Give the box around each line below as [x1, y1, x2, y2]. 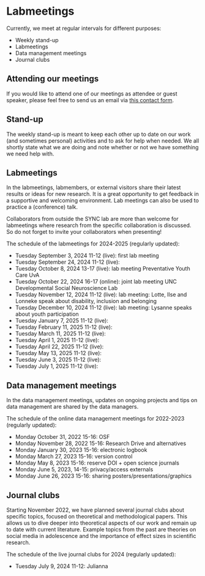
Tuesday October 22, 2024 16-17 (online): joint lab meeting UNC [15, 278, 177, 285]
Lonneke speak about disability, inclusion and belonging [15, 297, 157, 305]
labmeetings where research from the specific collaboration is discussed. [6, 222, 192, 229]
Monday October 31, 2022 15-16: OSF [15, 433, 110, 441]
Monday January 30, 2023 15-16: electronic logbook [15, 446, 147, 454]
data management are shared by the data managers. [6, 403, 139, 411]
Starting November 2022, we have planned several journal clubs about [6, 506, 185, 514]
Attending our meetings [6, 73, 99, 84]
